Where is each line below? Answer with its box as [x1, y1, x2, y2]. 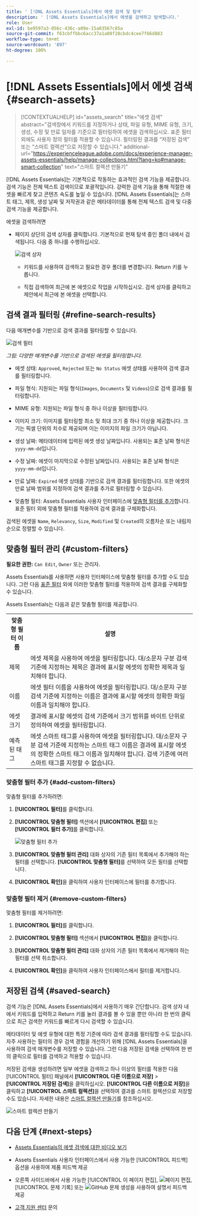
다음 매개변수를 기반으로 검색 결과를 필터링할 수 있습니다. [6, 327, 137, 334]
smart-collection [20, 163, 61, 170]
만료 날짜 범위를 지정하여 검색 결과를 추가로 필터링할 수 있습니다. [14, 484, 163, 492]
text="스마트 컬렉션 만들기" [64, 163, 129, 170]
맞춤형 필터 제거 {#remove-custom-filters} [6, 894, 127, 902]
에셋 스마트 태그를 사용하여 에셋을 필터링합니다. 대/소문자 [30, 732, 181, 740]
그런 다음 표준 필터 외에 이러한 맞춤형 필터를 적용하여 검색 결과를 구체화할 [18, 581, 188, 588]
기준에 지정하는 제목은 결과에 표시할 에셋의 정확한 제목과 [30, 663, 178, 672]
